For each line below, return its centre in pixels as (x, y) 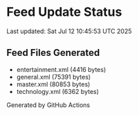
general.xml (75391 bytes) (54, 77)
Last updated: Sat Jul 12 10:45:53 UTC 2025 (69, 31)
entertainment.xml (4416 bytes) (61, 69)
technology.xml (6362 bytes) (58, 91)
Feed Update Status (64, 12)
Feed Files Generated (53, 53)
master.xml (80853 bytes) (53, 84)
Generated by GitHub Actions (48, 105)
